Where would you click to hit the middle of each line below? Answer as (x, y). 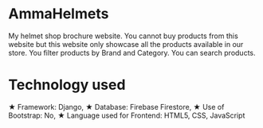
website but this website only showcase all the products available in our (126, 44)
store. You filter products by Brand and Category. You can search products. (132, 52)
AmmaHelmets (59, 14)
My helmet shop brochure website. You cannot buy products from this (124, 36)
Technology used (67, 85)
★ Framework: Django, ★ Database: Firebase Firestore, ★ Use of (116, 107)
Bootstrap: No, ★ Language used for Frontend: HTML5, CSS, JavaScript (127, 115)
